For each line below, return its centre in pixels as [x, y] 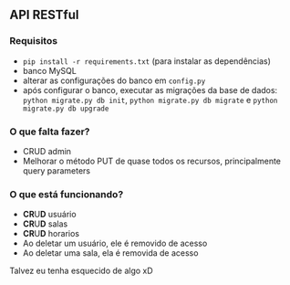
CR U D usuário [49, 215]
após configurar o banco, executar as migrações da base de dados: [150, 90]
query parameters [57, 170]
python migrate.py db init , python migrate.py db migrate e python [150, 100]
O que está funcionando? [67, 194]
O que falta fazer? [50, 132]
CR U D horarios [51, 234]
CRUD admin [47, 151]
